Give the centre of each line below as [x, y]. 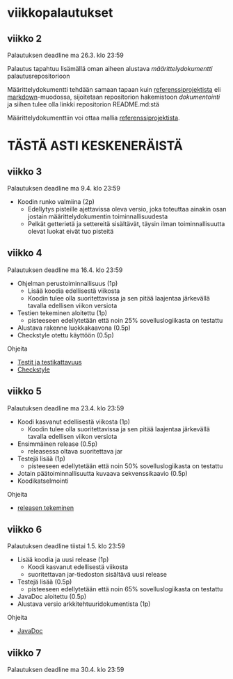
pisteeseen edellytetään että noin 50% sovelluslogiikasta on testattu [125, 466]
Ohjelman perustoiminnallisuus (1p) [67, 283]
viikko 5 [24, 391]
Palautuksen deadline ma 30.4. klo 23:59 [66, 670]
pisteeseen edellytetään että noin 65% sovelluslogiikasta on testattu [125, 589]
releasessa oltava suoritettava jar [75, 451]
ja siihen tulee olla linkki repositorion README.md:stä [83, 104]
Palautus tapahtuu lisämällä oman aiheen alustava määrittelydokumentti [110, 69]
